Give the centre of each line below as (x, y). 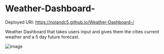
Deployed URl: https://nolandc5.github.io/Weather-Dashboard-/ (70, 22)
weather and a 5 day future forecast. (42, 37)
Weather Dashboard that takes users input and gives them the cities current (82, 31)
